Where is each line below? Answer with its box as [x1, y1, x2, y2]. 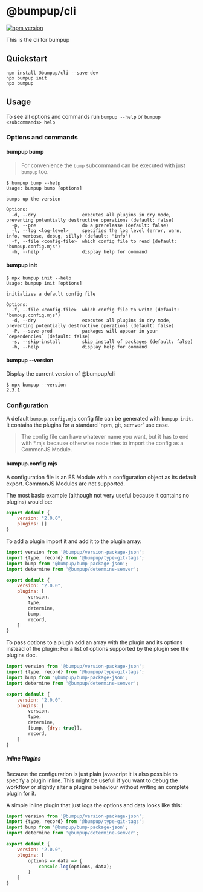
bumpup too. [21, 168, 49, 175]
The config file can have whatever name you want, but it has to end [21, 433, 189, 441]
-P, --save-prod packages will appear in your [11, 328, 158, 334]
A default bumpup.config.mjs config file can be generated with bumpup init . [6, 415, 193, 422]
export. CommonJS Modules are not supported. [6, 480, 126, 487]
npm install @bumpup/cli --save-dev [6, 70, 98, 76]
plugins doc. [6, 651, 37, 659]
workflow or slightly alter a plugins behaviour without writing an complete [6, 783, 189, 790]
